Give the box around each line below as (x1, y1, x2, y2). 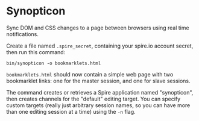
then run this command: (6, 48, 66, 55)
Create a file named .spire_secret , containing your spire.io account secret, (6, 42, 194, 49)
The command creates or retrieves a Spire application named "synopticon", (6, 88, 194, 96)
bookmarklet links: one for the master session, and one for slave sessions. (6, 77, 191, 84)
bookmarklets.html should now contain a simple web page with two (6, 70, 174, 78)
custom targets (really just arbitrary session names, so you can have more (6, 101, 191, 109)
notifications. (6, 30, 39, 37)
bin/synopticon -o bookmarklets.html (6, 60, 101, 66)
